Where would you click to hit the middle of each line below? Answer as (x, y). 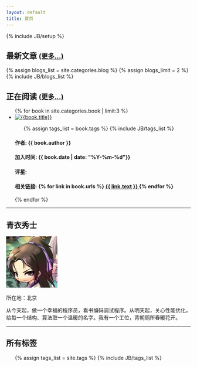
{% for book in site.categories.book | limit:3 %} (71, 111)
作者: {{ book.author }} (43, 142)
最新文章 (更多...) (35, 56)
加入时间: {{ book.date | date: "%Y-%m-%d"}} (72, 157)
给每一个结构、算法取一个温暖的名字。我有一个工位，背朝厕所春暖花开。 (93, 317)
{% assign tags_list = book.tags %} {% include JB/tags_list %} (99, 128)
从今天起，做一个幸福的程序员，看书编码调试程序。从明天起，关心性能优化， (98, 310)
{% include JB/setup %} (35, 36)
